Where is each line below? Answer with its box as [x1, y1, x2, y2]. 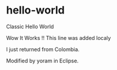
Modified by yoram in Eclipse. [6, 57, 79, 64]
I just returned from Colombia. [6, 45, 80, 53]
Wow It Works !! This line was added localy [6, 34, 111, 41]
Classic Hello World [6, 23, 55, 30]
